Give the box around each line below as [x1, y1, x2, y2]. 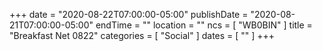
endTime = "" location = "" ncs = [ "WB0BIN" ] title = [95, 19, 313, 31]
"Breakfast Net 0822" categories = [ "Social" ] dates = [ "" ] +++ [9, 30, 276, 41]
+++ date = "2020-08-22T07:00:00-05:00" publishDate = [9, 9, 249, 20]
